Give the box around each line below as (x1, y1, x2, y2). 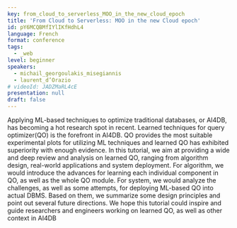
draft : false (7, 97, 46, 104)
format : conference (7, 37, 65, 44)
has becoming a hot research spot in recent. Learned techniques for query (7, 124, 225, 131)
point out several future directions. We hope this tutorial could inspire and (7, 199, 221, 207)
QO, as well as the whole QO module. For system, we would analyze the (7, 176, 217, 185)
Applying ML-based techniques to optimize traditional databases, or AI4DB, (7, 116, 228, 124)
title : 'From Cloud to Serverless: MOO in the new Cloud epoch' (7, 17, 201, 24)
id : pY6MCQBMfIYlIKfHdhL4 (7, 23, 83, 31)
